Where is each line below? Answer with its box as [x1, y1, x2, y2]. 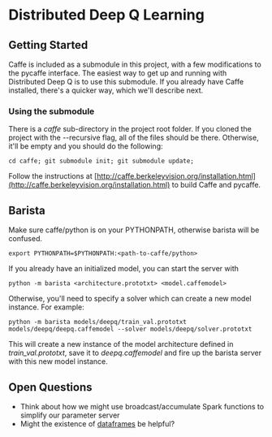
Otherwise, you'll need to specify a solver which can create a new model [8, 294, 252, 304]
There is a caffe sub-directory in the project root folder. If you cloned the [8, 124, 252, 134]
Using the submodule [8, 106, 95, 117]
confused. [8, 234, 43, 244]
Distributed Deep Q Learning [8, 6, 205, 24]
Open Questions [8, 380, 93, 394]
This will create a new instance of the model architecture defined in [8, 340, 234, 349]
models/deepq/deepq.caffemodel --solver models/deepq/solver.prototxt [8, 325, 253, 334]
